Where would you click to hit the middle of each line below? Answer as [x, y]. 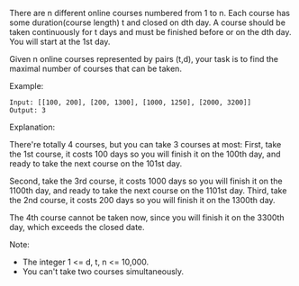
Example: [27, 86]
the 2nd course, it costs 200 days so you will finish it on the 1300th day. [143, 200]
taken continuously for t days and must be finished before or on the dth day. [150, 32]
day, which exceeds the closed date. [77, 227]
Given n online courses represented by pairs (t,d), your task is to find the [144, 59]
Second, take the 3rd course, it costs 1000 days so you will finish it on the [146, 181]
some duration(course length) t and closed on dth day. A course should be [148, 22]
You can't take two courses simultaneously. [103, 272]
